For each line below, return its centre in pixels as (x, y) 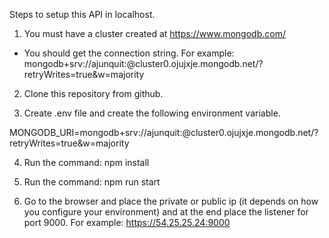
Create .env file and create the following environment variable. (152, 113)
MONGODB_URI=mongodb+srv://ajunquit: (96, 132)
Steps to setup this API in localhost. (82, 14)
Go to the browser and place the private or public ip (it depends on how (171, 201)
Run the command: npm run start (92, 182)
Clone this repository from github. (93, 93)
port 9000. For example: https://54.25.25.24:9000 (127, 222)
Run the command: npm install (86, 162)
